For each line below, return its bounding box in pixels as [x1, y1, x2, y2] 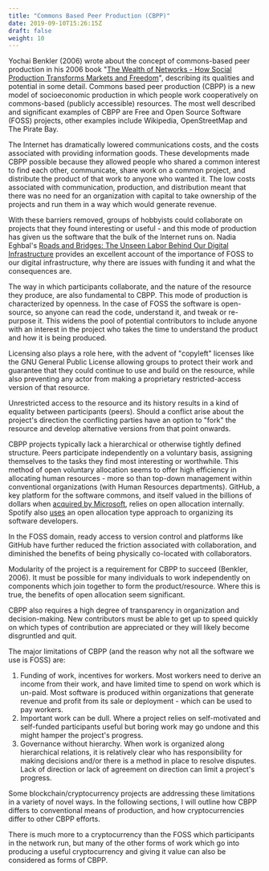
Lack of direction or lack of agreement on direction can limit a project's [19, 764, 255, 775]
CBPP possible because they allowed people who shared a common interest [8, 157, 261, 167]
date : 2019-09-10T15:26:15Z [8, 19, 103, 27]
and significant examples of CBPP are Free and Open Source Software [8, 108, 242, 117]
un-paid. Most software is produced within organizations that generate [19, 688, 255, 698]
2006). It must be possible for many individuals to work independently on [8, 573, 251, 583]
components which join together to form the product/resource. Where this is [8, 581, 261, 591]
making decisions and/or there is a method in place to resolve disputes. [19, 756, 257, 766]
